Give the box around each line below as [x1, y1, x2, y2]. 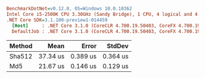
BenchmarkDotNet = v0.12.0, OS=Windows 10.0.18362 [6, 5, 132, 12]
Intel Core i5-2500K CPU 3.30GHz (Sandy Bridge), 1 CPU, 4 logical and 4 [6, 11, 198, 17]
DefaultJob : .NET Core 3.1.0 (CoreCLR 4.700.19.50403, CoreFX [12, 28, 176, 34]
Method [9, 42, 33, 51]
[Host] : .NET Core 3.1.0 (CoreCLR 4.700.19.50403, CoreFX [12, 23, 176, 29]
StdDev [106, 42, 129, 51]
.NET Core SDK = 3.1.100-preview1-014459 [6, 16, 108, 23]
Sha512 [9, 52, 32, 61]
